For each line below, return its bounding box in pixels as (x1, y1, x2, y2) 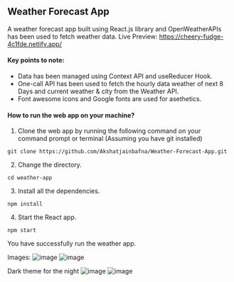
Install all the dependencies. (17, 187, 100, 195)
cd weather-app (7, 174, 53, 182)
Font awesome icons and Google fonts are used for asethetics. (17, 95, 202, 103)
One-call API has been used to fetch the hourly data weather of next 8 (17, 80, 224, 88)
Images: (7, 253, 31, 262)
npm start (7, 227, 37, 234)
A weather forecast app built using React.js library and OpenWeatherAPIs (7, 24, 222, 33)
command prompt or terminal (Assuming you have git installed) (17, 135, 203, 143)
